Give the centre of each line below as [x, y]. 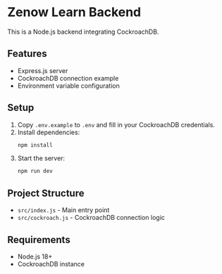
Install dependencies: [49, 132]
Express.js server [43, 70]
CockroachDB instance [51, 263]
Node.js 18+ [35, 256]
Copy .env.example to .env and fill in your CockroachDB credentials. [116, 124]
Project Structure [46, 193]
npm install [35, 145]
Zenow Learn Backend [74, 12]
